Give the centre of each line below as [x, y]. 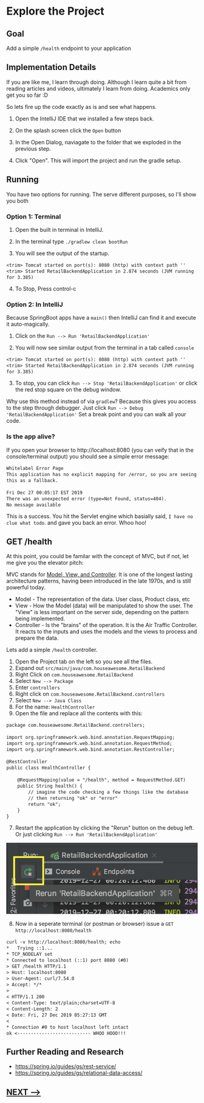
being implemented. [40, 618]
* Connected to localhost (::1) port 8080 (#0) [68, 960]
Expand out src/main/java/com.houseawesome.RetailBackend [90, 668]
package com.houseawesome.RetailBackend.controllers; [76, 726]
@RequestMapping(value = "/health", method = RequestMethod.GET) [102, 780]
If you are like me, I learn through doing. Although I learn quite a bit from [97, 82]
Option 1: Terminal [34, 216]
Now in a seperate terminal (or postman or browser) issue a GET [94, 923]
